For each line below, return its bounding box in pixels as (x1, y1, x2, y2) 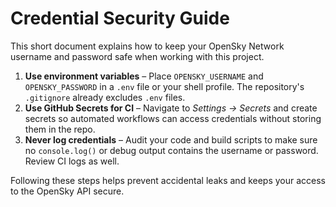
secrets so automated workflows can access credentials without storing (24, 112, 322, 124)
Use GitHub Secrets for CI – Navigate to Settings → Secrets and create (24, 102, 318, 114)
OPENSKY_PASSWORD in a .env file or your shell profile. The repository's (24, 80, 305, 92)
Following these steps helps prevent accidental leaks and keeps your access (10, 174, 327, 186)
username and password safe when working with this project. (10, 50, 265, 62)
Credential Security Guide (10, 7, 230, 30)
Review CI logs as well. (24, 155, 120, 167)
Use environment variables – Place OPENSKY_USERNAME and (24, 70, 264, 82)
